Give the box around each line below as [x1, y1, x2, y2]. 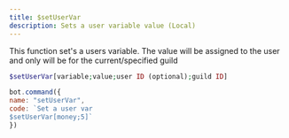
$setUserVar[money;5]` [9, 112, 93, 121]
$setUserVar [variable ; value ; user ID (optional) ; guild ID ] [9, 72, 228, 80]
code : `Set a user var [9, 104, 93, 113]
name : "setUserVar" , [9, 96, 86, 105]
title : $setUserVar [9, 12, 82, 22]
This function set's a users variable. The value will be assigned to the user [9, 45, 281, 56]
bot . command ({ [9, 88, 62, 97]
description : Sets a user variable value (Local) [9, 21, 197, 30]
